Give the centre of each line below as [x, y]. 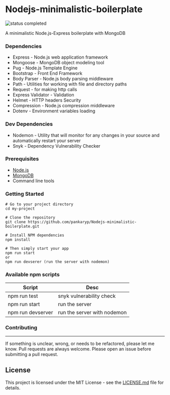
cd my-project [20, 209]
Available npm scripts [32, 275]
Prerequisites [22, 159]
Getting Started [25, 194]
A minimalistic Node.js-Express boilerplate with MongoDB [65, 33]
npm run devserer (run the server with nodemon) [57, 262]
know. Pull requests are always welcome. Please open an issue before [78, 349]
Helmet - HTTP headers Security [47, 100]
